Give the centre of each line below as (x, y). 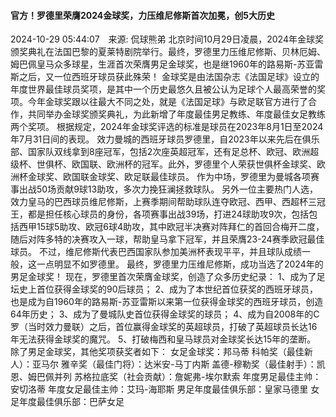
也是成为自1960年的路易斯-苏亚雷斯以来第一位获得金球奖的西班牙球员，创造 (167, 302)
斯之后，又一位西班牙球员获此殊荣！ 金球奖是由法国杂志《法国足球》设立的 (165, 77)
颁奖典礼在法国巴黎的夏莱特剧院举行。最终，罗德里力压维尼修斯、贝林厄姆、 (168, 52)
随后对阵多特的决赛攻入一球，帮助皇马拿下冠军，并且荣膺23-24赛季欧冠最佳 (167, 239)
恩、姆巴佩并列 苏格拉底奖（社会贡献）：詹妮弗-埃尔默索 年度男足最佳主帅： (166, 377)
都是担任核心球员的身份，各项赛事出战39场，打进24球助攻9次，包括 (168, 214)
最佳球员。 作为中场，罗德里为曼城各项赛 (234, 177)
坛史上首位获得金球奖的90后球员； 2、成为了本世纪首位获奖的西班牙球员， (164, 289)
